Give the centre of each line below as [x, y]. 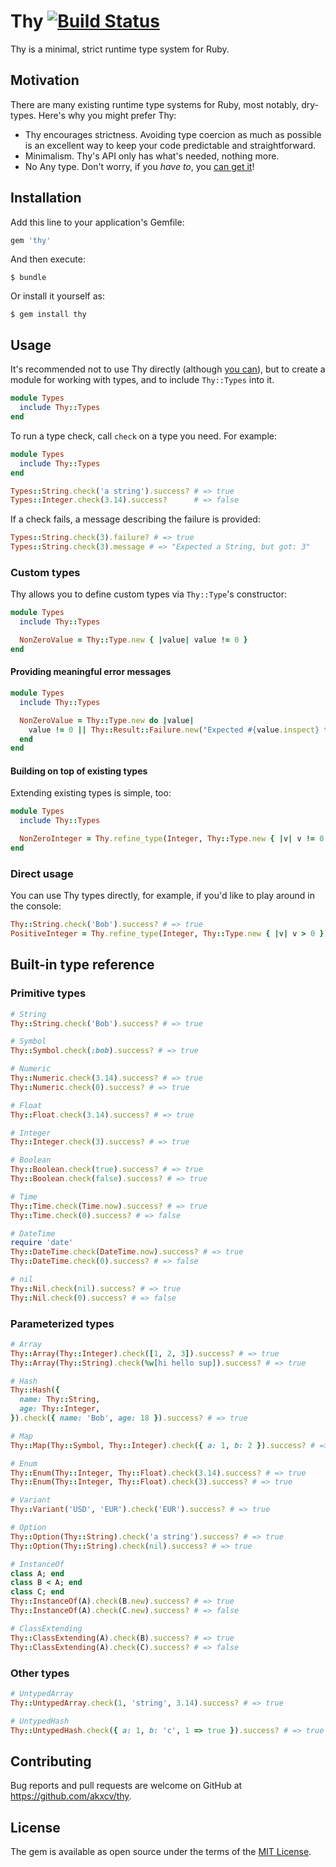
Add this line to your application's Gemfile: [97, 222]
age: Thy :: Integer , [60, 1409]
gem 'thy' [31, 240]
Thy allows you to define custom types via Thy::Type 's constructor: [148, 594]
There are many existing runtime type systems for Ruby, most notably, [155, 104]
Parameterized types [62, 1323]
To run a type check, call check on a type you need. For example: [143, 436]
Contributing [51, 1761]
